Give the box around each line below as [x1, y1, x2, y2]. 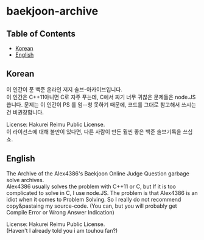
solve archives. [6, 176, 44, 183]
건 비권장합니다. [6, 108, 44, 116]
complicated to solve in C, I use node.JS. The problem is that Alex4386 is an [6, 189, 198, 196]
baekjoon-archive [6, 4, 99, 18]
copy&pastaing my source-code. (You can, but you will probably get [6, 202, 178, 210]
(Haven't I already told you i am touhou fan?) [6, 227, 118, 234]
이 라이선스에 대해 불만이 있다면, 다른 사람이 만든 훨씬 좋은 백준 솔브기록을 [6, 128, 181, 135]
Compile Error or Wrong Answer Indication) [6, 208, 114, 216]
